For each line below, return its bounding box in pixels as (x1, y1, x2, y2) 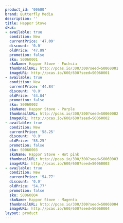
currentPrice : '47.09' (9, 39, 55, 44)
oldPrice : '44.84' (9, 93, 47, 98)
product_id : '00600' (5, 7, 47, 12)
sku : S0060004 (9, 193, 38, 198)
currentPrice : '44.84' (9, 84, 55, 89)
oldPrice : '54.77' (9, 184, 47, 188)
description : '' (5, 16, 38, 21)
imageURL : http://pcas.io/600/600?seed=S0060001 (9, 71, 110, 75)
